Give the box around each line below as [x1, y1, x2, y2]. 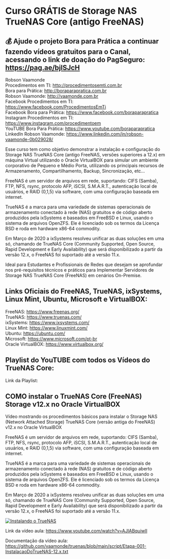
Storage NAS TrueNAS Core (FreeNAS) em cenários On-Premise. [5, 273, 142, 278]
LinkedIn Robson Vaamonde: [5, 131, 65, 137]
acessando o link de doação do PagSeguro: [5, 55, 145, 64]
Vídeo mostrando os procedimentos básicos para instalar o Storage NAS [5, 413, 158, 420]
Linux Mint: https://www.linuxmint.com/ [5, 325, 88, 331]
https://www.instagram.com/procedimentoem [5, 120, 101, 126]
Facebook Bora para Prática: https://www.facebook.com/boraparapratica [5, 110, 159, 115]
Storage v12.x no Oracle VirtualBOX [5, 400, 121, 409]
